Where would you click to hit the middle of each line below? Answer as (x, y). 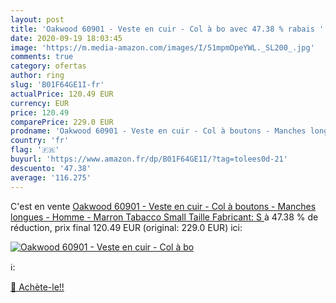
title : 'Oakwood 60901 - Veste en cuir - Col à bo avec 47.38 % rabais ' (167, 29)
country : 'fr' (40, 141)
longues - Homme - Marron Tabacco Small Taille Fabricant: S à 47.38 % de (164, 217)
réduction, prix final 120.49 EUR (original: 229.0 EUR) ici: (126, 227)
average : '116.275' (51, 177)
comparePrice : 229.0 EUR (62, 122)
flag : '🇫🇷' (35, 150)
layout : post (37, 19)
